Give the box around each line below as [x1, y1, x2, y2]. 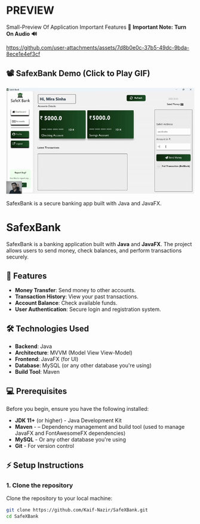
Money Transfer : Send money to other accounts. [14, 287, 136, 293]
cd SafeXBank [6, 513, 39, 520]
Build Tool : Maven [14, 368, 60, 375]
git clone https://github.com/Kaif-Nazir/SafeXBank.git [6, 507, 148, 513]
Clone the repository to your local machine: [6, 495, 113, 502]
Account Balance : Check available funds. [14, 299, 118, 306]
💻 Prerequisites [6, 386, 67, 396]
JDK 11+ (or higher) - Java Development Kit [14, 417, 122, 424]
